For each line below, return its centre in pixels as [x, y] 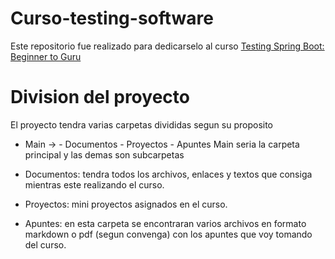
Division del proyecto [100, 97]
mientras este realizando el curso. [94, 184]
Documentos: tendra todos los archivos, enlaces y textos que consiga [168, 174]
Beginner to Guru [46, 56]
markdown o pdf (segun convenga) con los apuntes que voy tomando [168, 234]
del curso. [45, 244]
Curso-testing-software [112, 18]
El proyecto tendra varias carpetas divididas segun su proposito [141, 124]
